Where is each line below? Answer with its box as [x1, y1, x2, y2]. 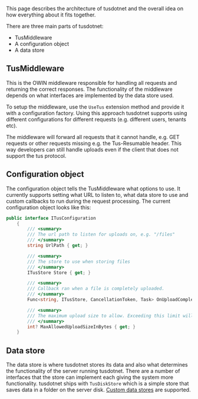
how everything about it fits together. [6, 11, 96, 18]
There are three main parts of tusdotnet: [6, 23, 104, 29]
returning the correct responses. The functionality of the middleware [6, 85, 173, 93]
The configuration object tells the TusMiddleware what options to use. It [6, 185, 181, 192]
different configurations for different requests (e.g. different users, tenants [6, 116, 187, 123]
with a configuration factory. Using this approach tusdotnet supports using [6, 109, 187, 117]
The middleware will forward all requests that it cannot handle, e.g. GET [6, 133, 180, 140]
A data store [14, 47, 45, 54]
